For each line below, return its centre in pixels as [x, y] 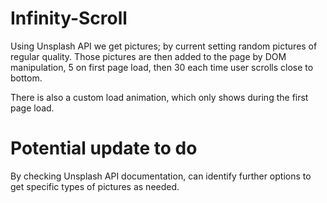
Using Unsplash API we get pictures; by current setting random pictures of [164, 46]
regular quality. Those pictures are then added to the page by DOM [148, 56]
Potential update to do [104, 148]
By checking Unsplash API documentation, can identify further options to [161, 176]
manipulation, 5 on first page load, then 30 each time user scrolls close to [162, 67]
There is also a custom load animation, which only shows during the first [159, 97]
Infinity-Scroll [69, 18]
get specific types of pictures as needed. [95, 186]
